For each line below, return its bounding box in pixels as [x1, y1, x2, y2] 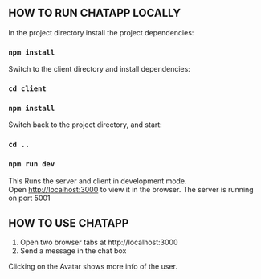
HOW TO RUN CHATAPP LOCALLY [8, 6, 181, 20]
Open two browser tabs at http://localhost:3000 [19, 237, 178, 248]
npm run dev [8, 160, 55, 169]
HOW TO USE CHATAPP [8, 216, 129, 230]
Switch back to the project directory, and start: [8, 120, 162, 129]
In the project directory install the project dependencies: [8, 27, 194, 37]
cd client [8, 84, 47, 93]
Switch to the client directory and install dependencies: [8, 64, 190, 74]
